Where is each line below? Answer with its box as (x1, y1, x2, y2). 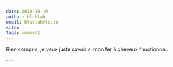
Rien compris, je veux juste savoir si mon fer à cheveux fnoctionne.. (6, 46, 168, 53)
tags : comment (6, 30, 41, 36)
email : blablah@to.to (6, 19, 59, 25)
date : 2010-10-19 (6, 8, 48, 14)
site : (6, 24, 19, 31)
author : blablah (6, 14, 45, 20)
